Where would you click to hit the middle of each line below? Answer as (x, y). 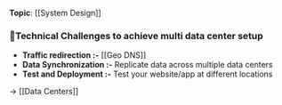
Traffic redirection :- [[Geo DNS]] (84, 55)
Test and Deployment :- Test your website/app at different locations (147, 74)
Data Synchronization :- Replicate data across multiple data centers (147, 65)
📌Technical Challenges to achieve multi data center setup (137, 36)
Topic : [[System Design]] (56, 13)
